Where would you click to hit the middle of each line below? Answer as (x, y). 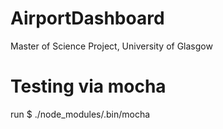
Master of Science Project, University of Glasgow (111, 46)
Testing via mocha (88, 86)
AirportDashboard (87, 18)
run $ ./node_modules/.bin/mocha (80, 114)
